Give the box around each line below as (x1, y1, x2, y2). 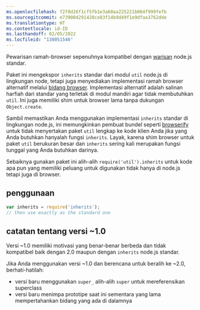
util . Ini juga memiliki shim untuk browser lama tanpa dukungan (6, 97, 164, 104)
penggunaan (6, 188, 55, 198)
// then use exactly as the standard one (6, 209, 111, 216)
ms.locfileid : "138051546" (6, 37, 73, 43)
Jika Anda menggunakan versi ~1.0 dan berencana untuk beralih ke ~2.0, (6, 260, 186, 267)
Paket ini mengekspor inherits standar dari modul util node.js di (6, 71, 168, 78)
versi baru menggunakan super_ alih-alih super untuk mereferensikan (14, 278, 185, 285)
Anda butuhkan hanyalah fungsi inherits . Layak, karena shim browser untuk (6, 134, 195, 141)
